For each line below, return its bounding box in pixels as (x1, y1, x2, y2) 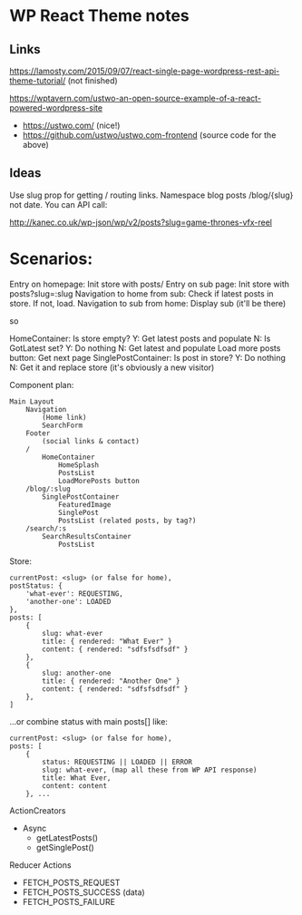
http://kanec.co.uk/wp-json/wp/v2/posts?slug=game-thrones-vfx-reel (9, 217, 272, 228)
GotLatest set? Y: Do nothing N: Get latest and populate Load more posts (9, 342, 281, 354)
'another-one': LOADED (25, 597, 112, 606)
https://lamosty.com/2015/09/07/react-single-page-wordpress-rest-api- (9, 65, 280, 76)
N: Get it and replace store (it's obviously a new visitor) (9, 362, 215, 373)
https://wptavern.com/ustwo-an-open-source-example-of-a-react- (9, 92, 261, 103)
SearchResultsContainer (42, 531, 132, 540)
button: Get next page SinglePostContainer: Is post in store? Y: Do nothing (9, 352, 286, 363)
